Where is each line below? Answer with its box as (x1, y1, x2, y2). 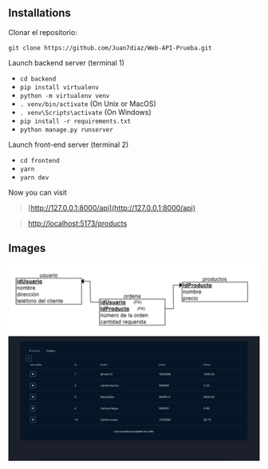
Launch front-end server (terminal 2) (8, 140, 129, 149)
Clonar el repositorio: (8, 27, 77, 37)
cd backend (19, 75, 57, 83)
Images (8, 242, 46, 255)
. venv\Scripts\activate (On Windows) (19, 107, 152, 116)
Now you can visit (8, 187, 68, 197)
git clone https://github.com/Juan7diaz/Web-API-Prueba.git (8, 44, 213, 52)
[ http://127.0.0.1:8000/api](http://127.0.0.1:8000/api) (27, 203, 196, 212)
